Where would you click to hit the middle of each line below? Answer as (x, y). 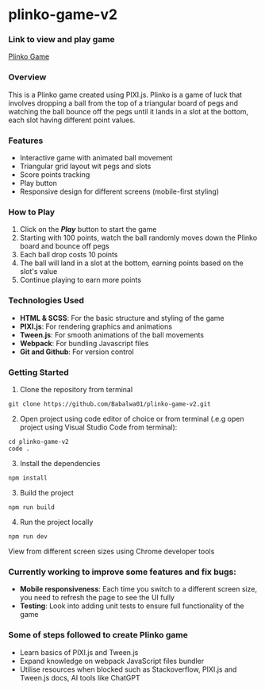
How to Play (32, 212)
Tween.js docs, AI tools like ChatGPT (80, 677)
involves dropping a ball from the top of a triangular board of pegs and (123, 103)
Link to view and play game (61, 40)
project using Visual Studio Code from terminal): (98, 427)
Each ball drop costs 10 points (69, 255)
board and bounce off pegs (64, 246)
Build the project (46, 492)
